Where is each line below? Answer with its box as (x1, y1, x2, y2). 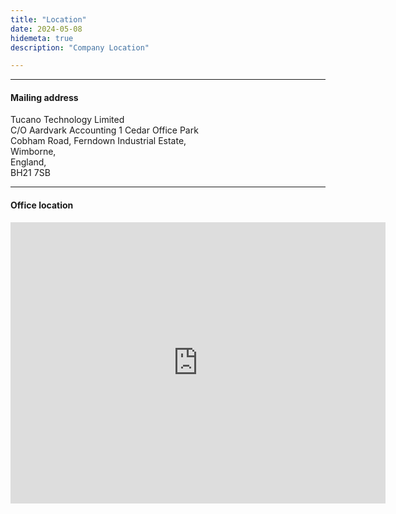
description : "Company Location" (10, 42, 150, 53)
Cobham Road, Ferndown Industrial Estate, (10, 135, 187, 147)
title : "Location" (10, 14, 87, 25)
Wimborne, (10, 146, 57, 158)
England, (10, 156, 47, 168)
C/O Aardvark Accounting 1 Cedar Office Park (10, 124, 199, 136)
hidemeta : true (10, 33, 74, 43)
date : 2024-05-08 (10, 24, 83, 34)
